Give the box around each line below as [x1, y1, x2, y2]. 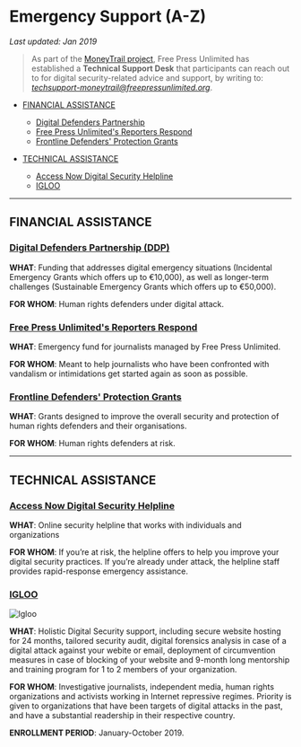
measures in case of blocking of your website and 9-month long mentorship [9, 655, 290, 665]
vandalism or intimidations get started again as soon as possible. [9, 368, 248, 379]
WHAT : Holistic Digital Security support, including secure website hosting [9, 626, 282, 637]
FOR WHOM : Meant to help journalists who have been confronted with [9, 358, 270, 369]
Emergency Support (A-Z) [9, 6, 207, 27]
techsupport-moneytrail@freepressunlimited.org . [30, 82, 213, 92]
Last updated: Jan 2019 [9, 36, 98, 47]
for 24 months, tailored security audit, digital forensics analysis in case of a [9, 636, 287, 646]
